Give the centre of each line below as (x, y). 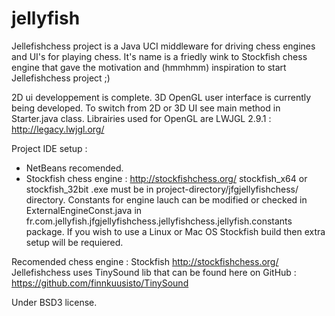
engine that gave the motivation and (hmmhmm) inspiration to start (149, 67)
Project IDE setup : (49, 148)
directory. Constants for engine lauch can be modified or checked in (166, 199)
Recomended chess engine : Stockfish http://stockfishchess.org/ (145, 261)
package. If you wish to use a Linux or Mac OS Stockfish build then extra (175, 231)
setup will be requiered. (74, 242)
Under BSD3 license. (54, 302)
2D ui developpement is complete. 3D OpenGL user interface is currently (161, 97)
